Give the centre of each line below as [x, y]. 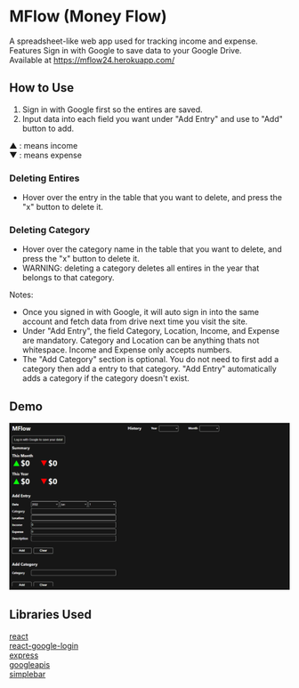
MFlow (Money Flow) [88, 16]
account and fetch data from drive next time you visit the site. [135, 321]
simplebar [28, 674]
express [24, 655]
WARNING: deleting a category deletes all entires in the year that [141, 268]
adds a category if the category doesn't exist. [105, 378]
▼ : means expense [46, 155]
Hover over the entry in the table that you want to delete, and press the [152, 198]
